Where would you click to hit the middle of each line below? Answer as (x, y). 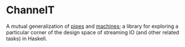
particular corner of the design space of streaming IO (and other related (93, 32)
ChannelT (30, 10)
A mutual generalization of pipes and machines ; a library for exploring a (92, 26)
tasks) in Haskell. (27, 38)
